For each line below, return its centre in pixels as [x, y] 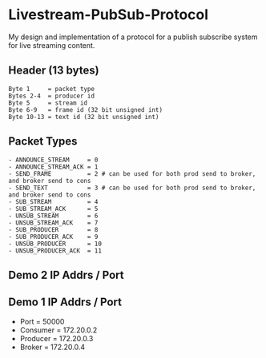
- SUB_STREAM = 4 [53, 201]
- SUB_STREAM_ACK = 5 [53, 209]
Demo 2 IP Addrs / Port [66, 274]
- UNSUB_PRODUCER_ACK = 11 [55, 251]
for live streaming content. [52, 45]
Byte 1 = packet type [51, 89]
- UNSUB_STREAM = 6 [53, 216]
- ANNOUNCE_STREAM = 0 [53, 160]
